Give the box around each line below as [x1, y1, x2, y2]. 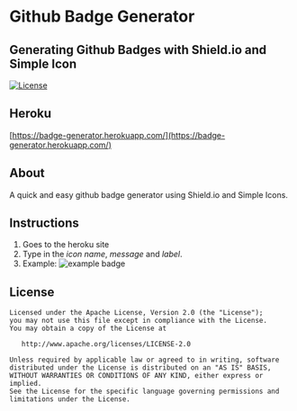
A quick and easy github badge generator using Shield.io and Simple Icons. [9, 189, 288, 200]
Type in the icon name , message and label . [22, 249, 183, 260]
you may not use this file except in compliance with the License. [9, 317, 268, 326]
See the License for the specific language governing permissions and [9, 387, 280, 397]
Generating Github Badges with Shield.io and [9, 42, 267, 58]
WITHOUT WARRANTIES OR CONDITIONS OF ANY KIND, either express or [9, 371, 264, 380]
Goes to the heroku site [22, 239, 110, 250]
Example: [22, 258, 58, 269]
